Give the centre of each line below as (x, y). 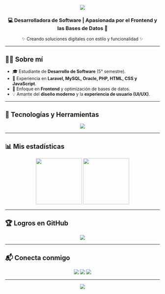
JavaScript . (24, 84)
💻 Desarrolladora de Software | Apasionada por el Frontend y (82, 20)
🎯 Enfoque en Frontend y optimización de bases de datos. (71, 89)
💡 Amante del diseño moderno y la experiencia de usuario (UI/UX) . (81, 94)
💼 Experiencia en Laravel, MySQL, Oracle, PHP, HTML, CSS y (75, 79)
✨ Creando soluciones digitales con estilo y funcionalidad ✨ (82, 39)
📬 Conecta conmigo (38, 258)
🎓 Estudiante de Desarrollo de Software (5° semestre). (69, 72)
